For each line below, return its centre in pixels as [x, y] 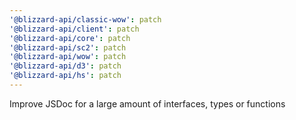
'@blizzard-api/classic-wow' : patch [85, 19]
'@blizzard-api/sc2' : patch [68, 47]
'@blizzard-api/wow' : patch [68, 57]
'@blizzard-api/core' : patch [70, 38]
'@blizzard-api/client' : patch [74, 29]
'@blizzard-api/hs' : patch [65, 76]
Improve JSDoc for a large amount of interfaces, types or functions [147, 103]
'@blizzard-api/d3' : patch [65, 66]
